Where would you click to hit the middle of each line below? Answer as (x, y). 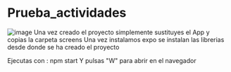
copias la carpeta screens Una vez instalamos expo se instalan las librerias (116, 39)
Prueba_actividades (67, 13)
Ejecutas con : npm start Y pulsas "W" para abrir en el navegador (102, 60)
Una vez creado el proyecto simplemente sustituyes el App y (122, 32)
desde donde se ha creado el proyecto (63, 47)
